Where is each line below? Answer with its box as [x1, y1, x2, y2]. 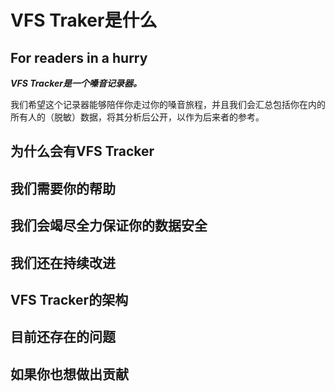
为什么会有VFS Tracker [10, 143, 155, 160]
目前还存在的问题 [10, 329, 116, 346]
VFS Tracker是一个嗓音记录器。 [10, 77, 142, 89]
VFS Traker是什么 [10, 9, 158, 32]
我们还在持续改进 [10, 254, 116, 271]
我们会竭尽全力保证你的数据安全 [10, 217, 208, 235]
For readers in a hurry [10, 49, 148, 66]
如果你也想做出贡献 [10, 366, 129, 383]
